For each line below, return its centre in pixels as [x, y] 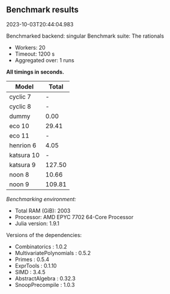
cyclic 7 [20, 96]
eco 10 [19, 126]
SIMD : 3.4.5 [30, 272]
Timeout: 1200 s [35, 54]
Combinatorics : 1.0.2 [41, 246]
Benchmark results [42, 10]
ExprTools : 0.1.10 [36, 265]
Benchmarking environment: [41, 199]
